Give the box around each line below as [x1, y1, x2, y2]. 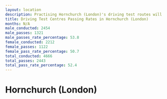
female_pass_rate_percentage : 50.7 [5, 49, 79, 54]
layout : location [5, 7, 41, 12]
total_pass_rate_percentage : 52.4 [5, 63, 77, 68]
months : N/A [5, 21, 30, 26]
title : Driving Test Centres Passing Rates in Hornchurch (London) [5, 16, 149, 21]
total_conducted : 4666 [5, 53, 52, 59]
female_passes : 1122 [5, 44, 48, 49]
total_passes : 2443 [5, 58, 46, 63]
